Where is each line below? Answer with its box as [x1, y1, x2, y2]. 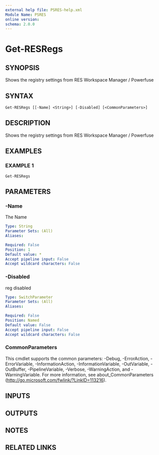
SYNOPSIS [5, 63, 40, 72]
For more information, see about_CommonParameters [42, 371, 154, 377]
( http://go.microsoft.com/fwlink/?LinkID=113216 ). [5, 377, 107, 383]
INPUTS [5, 392, 30, 400]
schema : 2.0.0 [5, 21, 35, 27]
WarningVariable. [5, 371, 41, 377]
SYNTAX [5, 92, 34, 100]
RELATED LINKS [5, 443, 57, 452]
